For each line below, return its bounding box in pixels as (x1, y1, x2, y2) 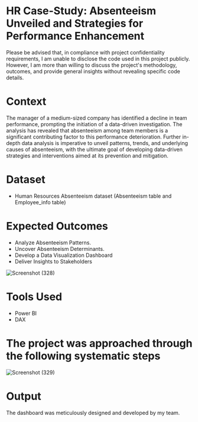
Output (6, 389, 41, 403)
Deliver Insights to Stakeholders (14, 257, 93, 265)
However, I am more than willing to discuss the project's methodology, (6, 61, 177, 69)
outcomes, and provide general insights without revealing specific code (6, 67, 180, 75)
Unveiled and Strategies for (6, 17, 144, 30)
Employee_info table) (14, 198, 66, 205)
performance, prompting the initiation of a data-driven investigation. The (6, 120, 183, 128)
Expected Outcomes (6, 220, 108, 233)
